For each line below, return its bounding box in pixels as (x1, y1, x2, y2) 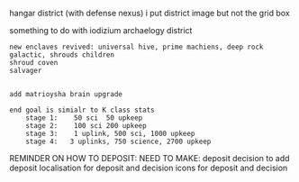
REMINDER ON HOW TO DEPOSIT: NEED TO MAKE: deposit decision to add (9, 153, 290, 163)
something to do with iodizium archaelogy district (9, 25, 193, 35)
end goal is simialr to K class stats (9, 105, 155, 114)
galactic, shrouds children (9, 50, 115, 59)
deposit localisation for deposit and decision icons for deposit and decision (9, 162, 288, 173)
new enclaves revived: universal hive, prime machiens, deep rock (9, 42, 264, 51)
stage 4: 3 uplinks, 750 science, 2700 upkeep (25, 137, 212, 146)
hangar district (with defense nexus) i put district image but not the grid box (9, 8, 290, 18)
